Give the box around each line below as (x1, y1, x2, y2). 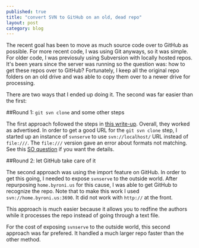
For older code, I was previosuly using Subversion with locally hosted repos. (6, 54, 193, 61)
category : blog (6, 25, 44, 32)
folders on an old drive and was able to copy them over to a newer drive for (6, 73, 191, 80)
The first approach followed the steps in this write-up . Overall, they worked (6, 120, 190, 128)
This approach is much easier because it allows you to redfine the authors (6, 206, 188, 213)
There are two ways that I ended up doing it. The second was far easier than (6, 91, 193, 98)
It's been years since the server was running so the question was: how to (6, 61, 185, 68)
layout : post (6, 20, 39, 26)
